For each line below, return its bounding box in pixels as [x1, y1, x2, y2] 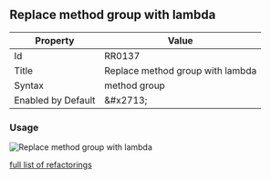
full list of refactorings [9, 159, 93, 171]
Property [35, 34, 75, 46]
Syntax [14, 79, 44, 92]
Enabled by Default [14, 94, 96, 106]
